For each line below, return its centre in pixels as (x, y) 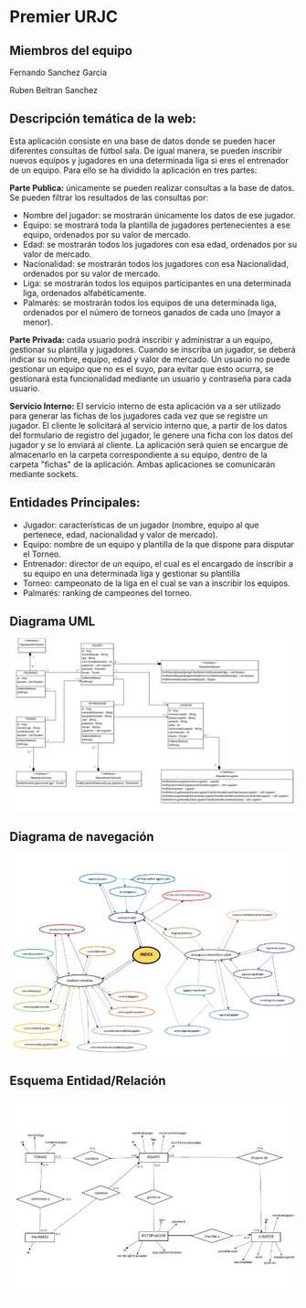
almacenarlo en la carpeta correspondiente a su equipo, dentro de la (138, 454)
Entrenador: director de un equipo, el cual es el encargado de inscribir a (158, 563)
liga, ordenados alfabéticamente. (84, 292)
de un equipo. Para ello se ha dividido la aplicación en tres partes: (133, 170)
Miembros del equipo (71, 51)
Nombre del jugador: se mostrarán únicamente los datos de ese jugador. (159, 215)
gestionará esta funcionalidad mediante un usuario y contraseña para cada (151, 378)
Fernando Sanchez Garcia (58, 72)
